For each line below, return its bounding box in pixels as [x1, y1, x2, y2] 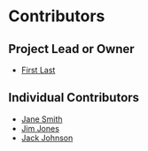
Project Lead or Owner [8, 42, 135, 57]
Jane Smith [20, 113, 63, 125]
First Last [20, 64, 56, 75]
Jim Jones [20, 123, 59, 133]
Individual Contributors [8, 90, 139, 105]
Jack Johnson [20, 132, 74, 143]
